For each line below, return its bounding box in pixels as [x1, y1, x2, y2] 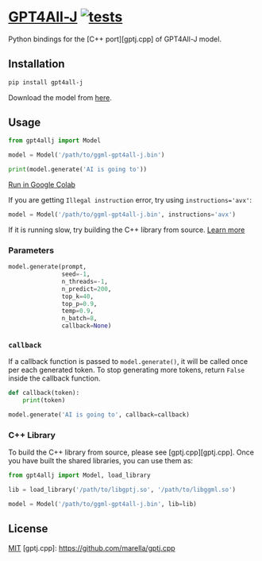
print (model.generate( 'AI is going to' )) [8, 165, 148, 174]
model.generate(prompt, [8, 263, 87, 271]
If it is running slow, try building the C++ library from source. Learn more [8, 225, 245, 234]
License [8, 522, 48, 536]
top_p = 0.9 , [61, 300, 98, 308]
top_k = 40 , [61, 292, 94, 300]
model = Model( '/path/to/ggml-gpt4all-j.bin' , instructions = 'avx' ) [8, 211, 237, 219]
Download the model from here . [8, 92, 113, 103]
